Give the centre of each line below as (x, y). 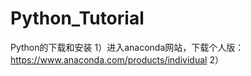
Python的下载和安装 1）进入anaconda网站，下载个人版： (127, 47)
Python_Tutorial (77, 18)
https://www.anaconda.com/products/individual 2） (117, 59)
